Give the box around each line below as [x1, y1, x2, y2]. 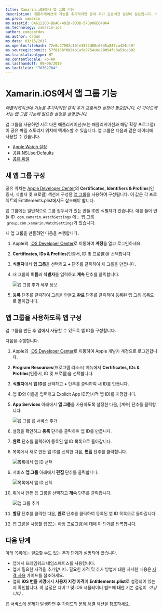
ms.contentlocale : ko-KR [5, 57, 55, 62]
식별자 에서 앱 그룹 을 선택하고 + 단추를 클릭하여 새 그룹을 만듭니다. [12, 261, 136, 267]
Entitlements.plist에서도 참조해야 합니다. [18, 197, 95, 203]
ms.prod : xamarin [5, 16, 41, 21]
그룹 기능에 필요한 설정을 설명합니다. [19, 111, 88, 117]
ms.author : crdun [5, 34, 41, 39]
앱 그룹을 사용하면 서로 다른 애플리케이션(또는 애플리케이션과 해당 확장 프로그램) [5, 121, 156, 127]
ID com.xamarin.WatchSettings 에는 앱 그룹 [10, 214, 95, 220]
